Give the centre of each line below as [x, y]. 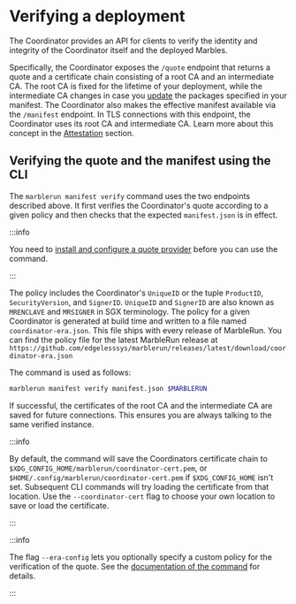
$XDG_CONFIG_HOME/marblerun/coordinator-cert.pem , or [108, 468]
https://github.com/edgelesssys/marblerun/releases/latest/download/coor [148, 348]
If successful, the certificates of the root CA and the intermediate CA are [141, 405]
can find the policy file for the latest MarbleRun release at [114, 340]
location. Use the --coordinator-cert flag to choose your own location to [142, 496]
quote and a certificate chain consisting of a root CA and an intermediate [141, 76]
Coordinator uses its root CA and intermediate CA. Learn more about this [141, 123]
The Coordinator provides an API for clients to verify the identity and [133, 41]
